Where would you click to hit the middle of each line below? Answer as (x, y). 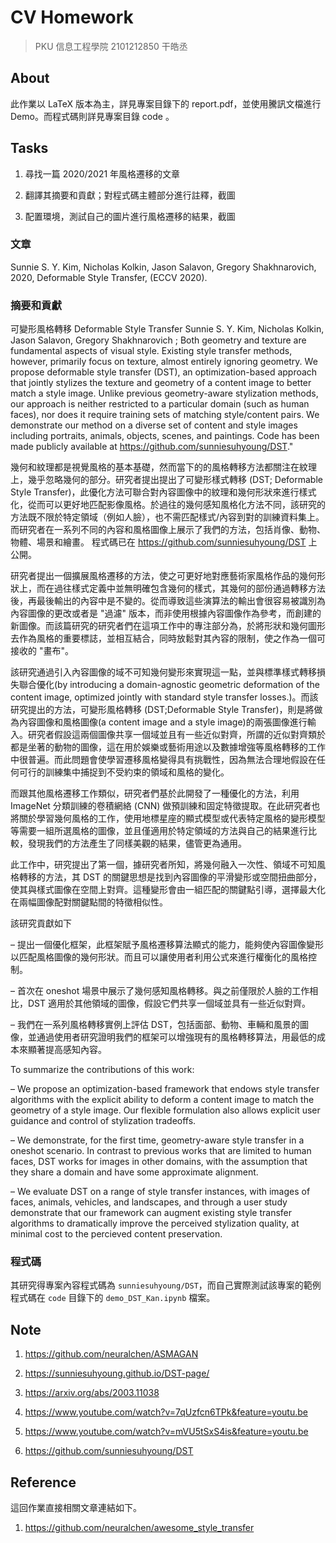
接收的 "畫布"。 (42, 651)
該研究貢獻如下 (41, 923)
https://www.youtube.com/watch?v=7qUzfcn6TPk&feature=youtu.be (166, 1412)
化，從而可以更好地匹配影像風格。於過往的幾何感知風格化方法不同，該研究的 (168, 505)
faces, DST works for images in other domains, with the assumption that (159, 1162)
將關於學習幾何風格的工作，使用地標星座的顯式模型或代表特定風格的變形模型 (168, 818)
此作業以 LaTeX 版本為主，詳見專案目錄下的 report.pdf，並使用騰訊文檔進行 (166, 103)
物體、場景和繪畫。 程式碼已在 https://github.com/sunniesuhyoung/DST (158, 542)
